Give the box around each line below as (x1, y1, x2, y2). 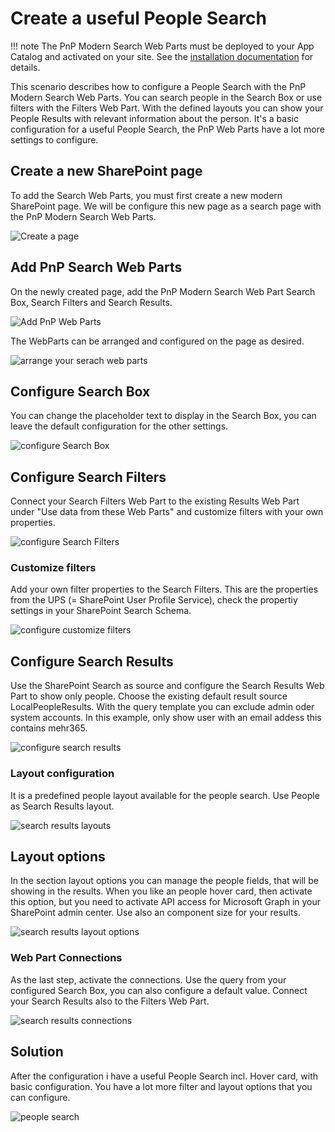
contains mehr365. (10, 722, 88, 734)
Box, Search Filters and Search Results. (10, 296, 173, 308)
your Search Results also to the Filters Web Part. (10, 995, 210, 1007)
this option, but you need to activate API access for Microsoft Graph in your (10, 896, 322, 908)
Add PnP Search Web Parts (10, 259, 183, 276)
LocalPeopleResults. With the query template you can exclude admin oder (10, 701, 315, 713)
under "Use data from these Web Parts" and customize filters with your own (10, 506, 324, 518)
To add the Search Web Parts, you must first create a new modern (10, 189, 283, 201)
